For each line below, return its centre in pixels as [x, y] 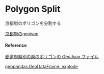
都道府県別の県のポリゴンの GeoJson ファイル [52, 57]
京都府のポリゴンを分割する [33, 23]
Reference [16, 45]
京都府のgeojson [22, 33]
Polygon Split [33, 9]
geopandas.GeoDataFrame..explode [41, 67]
